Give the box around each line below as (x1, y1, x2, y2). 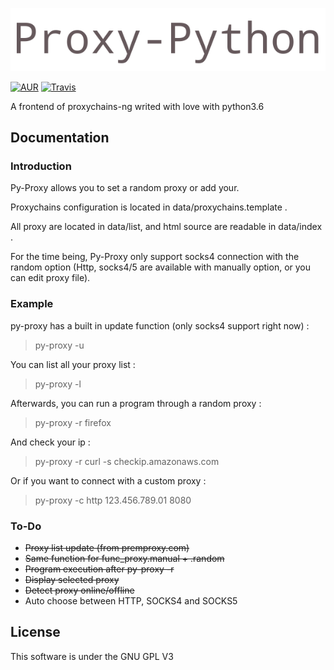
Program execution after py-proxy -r (24, 563, 175, 575)
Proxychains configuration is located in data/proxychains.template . (10, 201, 288, 213)
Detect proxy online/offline (24, 584, 135, 597)
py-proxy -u (34, 339, 85, 351)
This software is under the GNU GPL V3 (10, 650, 174, 662)
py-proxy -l (34, 378, 82, 390)
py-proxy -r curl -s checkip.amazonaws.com (34, 455, 220, 467)
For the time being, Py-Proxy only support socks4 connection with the (10, 251, 300, 263)
